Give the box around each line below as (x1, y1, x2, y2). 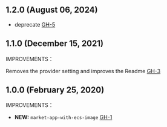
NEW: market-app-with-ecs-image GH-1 (14, 114, 113, 121)
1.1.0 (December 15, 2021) (5, 39, 104, 49)
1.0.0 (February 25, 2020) (5, 85, 105, 96)
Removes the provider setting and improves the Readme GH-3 (5, 67, 161, 74)
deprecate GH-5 (14, 21, 56, 28)
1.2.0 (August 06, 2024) (5, 5, 98, 15)
